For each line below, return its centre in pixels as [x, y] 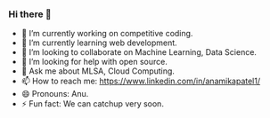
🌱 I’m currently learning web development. [99, 43]
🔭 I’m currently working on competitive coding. [107, 34]
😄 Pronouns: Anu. [55, 94]
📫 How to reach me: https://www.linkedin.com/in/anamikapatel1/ [140, 81]
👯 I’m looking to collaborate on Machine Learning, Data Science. [139, 52]
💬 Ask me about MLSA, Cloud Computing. [98, 71]
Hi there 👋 [30, 14]
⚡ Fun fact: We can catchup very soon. [92, 104]
